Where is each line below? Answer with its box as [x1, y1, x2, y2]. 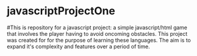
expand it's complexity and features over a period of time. [7, 43, 150, 50]
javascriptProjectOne [7, 4, 116, 18]
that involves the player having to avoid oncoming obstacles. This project [7, 30, 188, 37]
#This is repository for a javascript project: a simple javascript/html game [7, 24, 188, 31]
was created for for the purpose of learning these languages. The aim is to [7, 36, 191, 43]
